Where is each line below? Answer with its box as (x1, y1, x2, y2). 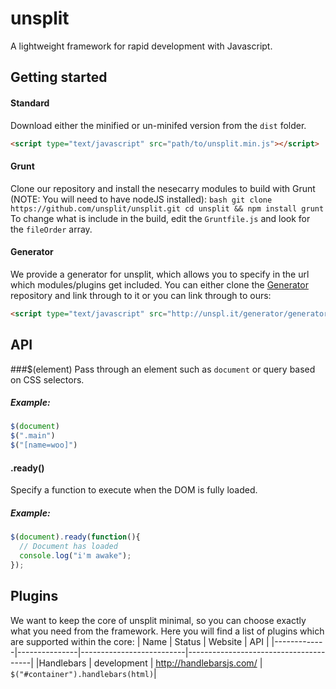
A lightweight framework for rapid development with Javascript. (10, 40, 273, 52)
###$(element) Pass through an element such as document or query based (10, 363, 316, 375)
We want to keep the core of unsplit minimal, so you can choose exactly (10, 614, 307, 626)
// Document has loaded (19, 542, 118, 552)
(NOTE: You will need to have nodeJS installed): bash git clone (10, 193, 273, 205)
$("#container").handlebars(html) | (10, 667, 157, 679)
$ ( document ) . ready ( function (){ (10, 532, 141, 542)
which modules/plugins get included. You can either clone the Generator (10, 278, 309, 291)
